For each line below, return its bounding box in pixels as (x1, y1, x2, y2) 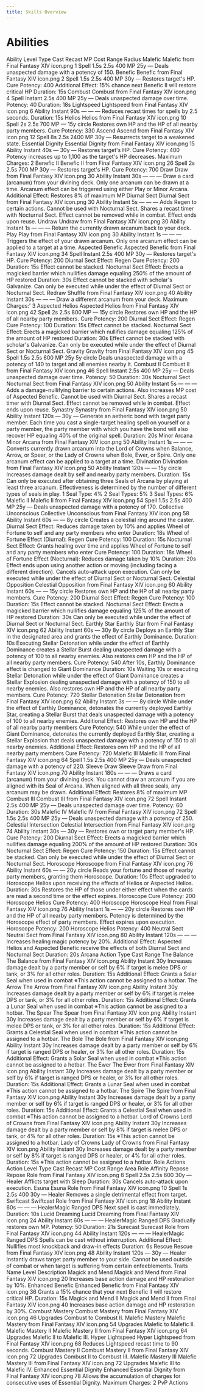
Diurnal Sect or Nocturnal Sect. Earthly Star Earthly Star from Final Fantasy (6, 620, 194, 627)
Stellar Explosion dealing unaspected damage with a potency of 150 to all (6, 678, 190, 686)
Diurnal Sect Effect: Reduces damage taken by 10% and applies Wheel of (6, 523, 190, 530)
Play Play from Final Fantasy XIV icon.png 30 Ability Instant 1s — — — (6, 230, 181, 238)
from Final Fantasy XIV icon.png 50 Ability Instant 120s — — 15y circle (6, 464, 182, 471)
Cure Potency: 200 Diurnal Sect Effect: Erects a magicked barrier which (6, 834, 186, 841)
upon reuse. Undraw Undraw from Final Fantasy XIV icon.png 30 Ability (6, 217, 186, 225)
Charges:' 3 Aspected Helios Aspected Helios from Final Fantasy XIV (6, 302, 179, 309)
